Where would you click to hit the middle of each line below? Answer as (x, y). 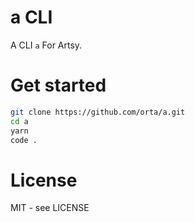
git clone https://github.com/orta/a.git (98, 112)
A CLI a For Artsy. (46, 45)
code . (24, 140)
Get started (58, 85)
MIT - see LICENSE (50, 208)
